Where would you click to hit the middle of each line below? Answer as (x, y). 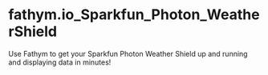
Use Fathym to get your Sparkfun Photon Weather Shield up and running (128, 53)
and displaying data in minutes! (60, 62)
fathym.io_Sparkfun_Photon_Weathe (134, 15)
